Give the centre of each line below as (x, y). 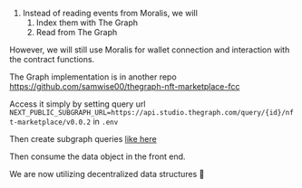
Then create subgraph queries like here (83, 139)
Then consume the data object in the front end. (97, 156)
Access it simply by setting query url (78, 104)
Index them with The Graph (87, 23)
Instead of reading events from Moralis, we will (110, 13)
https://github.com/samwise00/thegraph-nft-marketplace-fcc (125, 86)
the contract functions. (52, 59)
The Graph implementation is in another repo (93, 77)
